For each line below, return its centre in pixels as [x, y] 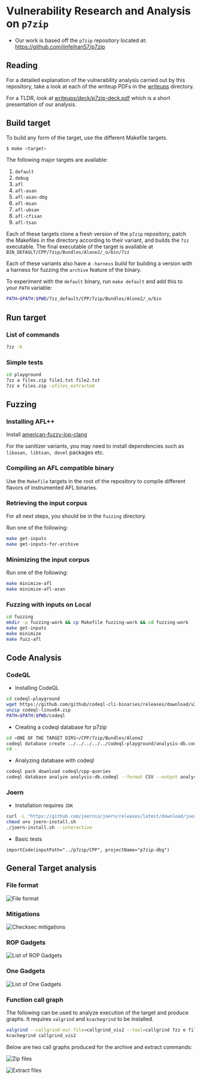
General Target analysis [51, 869]
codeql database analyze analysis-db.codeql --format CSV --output [92, 777]
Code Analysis [34, 658]
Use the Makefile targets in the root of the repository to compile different [96, 481]
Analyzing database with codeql [54, 760]
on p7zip [28, 24]
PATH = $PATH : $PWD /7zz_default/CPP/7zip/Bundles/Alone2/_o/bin [84, 299]
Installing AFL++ [31, 422]
